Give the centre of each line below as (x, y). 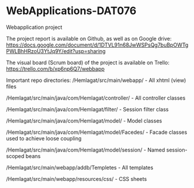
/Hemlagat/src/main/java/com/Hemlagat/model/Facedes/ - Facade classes (97, 132)
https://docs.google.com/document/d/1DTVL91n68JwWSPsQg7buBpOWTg (97, 45)
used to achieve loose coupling (44, 138)
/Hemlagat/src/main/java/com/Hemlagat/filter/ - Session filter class (87, 109)
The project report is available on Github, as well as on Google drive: (89, 38)
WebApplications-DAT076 (71, 11)
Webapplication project (34, 27)
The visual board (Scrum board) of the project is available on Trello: (88, 62)
